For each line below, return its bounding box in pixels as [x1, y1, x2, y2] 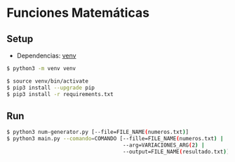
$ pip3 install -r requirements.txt [6, 90, 114, 97]
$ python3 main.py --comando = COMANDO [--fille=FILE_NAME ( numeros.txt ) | [6, 135, 224, 142]
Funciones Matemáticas [6, 5, 150, 21]
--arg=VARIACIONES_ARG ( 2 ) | [122, 142, 205, 149]
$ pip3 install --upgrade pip [6, 84, 95, 91]
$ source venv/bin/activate [6, 77, 89, 85]
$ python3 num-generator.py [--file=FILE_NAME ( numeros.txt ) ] [6, 128, 189, 136]
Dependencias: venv [16, 51, 76, 60]
